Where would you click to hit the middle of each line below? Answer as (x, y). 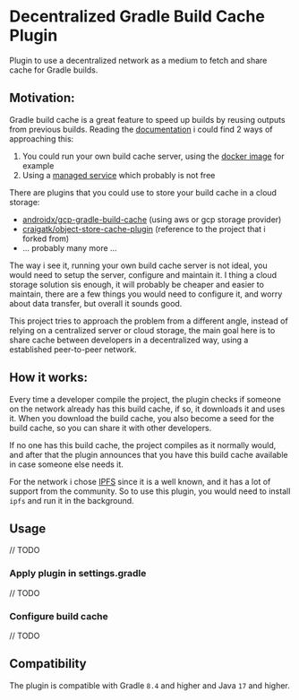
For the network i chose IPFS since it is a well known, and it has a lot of (140, 481)
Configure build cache (59, 616)
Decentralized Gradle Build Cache (137, 17)
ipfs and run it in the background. (72, 500)
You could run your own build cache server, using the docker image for (153, 156)
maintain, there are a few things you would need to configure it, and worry (146, 294)
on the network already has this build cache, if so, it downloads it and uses (147, 409)
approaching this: (42, 138)
